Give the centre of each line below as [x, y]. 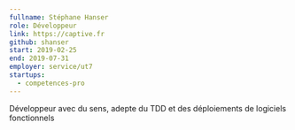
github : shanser [39, 42]
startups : [27, 75]
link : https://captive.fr [57, 34]
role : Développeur [43, 26]
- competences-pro [51, 83]
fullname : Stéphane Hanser [59, 17]
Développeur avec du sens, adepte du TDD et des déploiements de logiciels [147, 108]
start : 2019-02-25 [43, 50]
